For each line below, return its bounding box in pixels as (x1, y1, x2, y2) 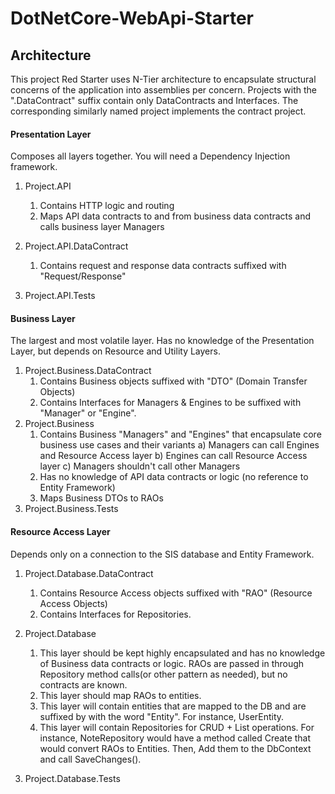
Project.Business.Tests (24, 503, 119, 515)
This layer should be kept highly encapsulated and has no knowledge (39, 647, 326, 659)
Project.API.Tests (24, 290, 96, 302)
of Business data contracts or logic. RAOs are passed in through (39, 657, 305, 669)
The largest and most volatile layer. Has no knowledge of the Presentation (10, 335, 315, 347)
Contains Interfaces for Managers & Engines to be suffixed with (39, 397, 302, 409)
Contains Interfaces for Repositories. (39, 608, 192, 620)
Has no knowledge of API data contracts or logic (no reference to (39, 471, 309, 483)
